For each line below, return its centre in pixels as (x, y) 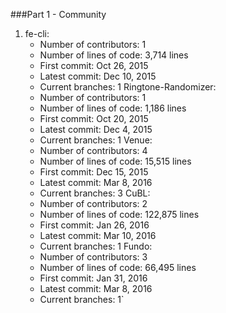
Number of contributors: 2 (93, 203)
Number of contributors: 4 (93, 150)
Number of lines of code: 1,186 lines (113, 108)
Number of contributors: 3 (93, 257)
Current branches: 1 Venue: (96, 140)
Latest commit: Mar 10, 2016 (98, 235)
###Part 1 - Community (58, 14)
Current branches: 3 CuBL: (95, 193)
